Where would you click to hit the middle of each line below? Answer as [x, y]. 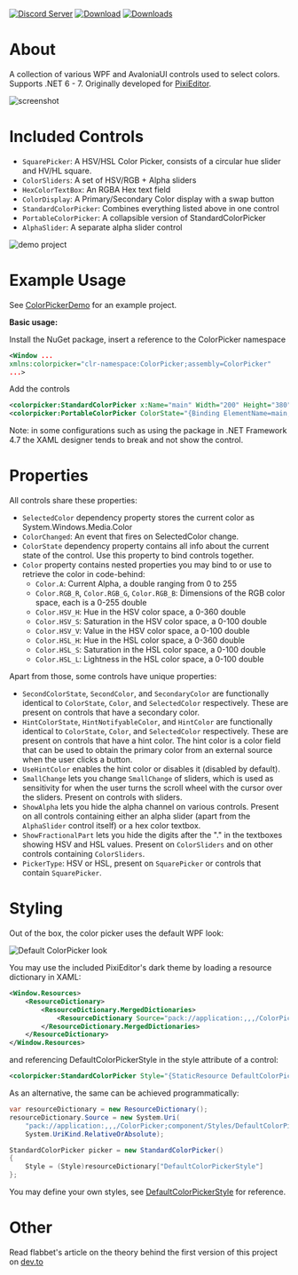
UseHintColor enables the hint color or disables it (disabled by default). [151, 769]
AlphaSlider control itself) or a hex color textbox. [111, 826]
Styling [36, 909]
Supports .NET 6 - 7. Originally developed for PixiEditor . [110, 83]
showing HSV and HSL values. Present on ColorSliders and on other [147, 844]
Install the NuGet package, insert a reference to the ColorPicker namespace [148, 339]
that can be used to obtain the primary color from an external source [147, 750]
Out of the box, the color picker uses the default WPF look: [117, 933]
